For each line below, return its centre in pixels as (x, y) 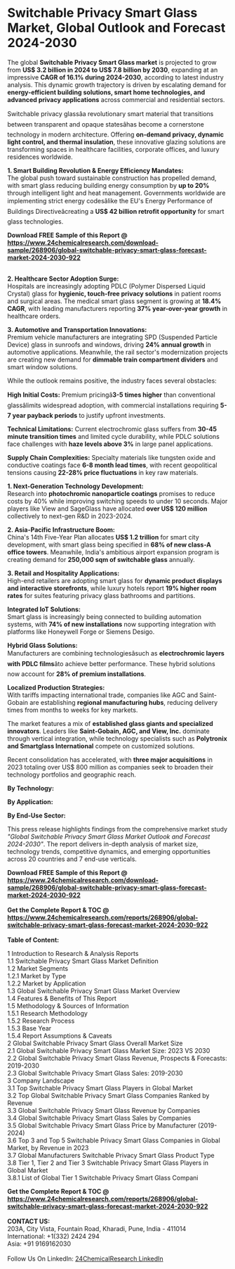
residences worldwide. (40, 157)
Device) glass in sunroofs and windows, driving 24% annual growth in (109, 344)
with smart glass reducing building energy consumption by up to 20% (108, 185)
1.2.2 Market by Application (47, 983)
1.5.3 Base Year (29, 1028)
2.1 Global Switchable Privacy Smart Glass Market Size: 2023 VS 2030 (109, 1050)
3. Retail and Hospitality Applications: (63, 573)
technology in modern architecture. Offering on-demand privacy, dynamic (116, 134)
